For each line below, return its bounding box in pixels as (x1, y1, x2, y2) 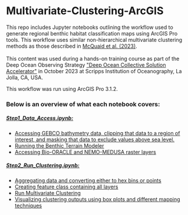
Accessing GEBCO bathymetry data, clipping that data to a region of (14, 129, 180, 136)
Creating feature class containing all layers (14, 183, 118, 190)
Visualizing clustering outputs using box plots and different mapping (14, 196, 181, 203)
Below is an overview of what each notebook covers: (6, 100, 160, 108)
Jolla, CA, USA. (6, 74, 43, 81)
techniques (14, 202, 42, 209)
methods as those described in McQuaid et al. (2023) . (6, 43, 137, 50)
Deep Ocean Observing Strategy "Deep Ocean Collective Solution (6, 61, 166, 69)
